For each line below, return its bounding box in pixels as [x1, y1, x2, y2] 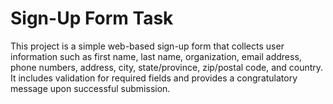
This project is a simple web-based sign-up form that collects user [10, 40, 285, 52]
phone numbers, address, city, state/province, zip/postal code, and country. [10, 61, 324, 73]
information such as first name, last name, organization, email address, [10, 50, 302, 62]
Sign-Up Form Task [10, 7, 174, 30]
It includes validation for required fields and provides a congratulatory [10, 72, 298, 84]
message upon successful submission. [10, 82, 171, 94]
